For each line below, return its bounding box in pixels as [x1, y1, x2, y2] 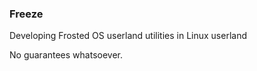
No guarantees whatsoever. [9, 49, 124, 61]
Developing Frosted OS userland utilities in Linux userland [9, 30, 248, 42]
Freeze [9, 7, 44, 21]
